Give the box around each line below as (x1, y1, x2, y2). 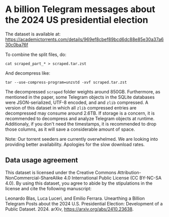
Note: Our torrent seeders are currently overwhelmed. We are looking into (5, 136, 158, 142)
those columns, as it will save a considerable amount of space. (5, 126, 135, 132)
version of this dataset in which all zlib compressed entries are (5, 104, 137, 111)
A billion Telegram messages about (5, 4, 155, 15)
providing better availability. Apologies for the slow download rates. (5, 141, 145, 147)
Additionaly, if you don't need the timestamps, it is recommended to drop (5, 121, 157, 127)
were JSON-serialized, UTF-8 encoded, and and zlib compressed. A (5, 99, 148, 105)
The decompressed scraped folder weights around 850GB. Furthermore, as (5, 88, 160, 94)
